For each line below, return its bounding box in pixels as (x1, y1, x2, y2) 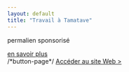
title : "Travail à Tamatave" (7, 17, 93, 24)
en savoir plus (7, 50, 48, 58)
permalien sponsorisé (7, 36, 70, 44)
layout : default (7, 10, 55, 17)
